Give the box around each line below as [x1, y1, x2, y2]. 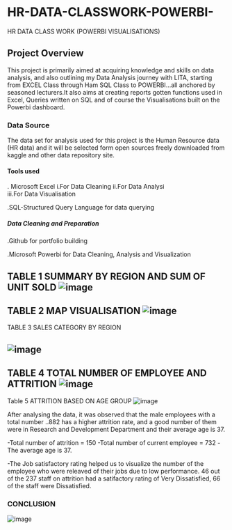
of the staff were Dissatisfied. [7, 481, 92, 490]
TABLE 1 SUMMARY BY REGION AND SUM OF [7, 270, 206, 282]
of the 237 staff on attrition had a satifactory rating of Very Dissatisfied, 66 [7, 474, 221, 483]
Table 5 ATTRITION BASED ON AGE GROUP [7, 396, 132, 405]
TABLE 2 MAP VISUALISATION [7, 305, 141, 317]
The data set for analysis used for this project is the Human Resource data [7, 137, 220, 145]
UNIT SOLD [7, 281, 57, 293]
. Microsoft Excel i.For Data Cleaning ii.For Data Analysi [7, 182, 165, 191]
